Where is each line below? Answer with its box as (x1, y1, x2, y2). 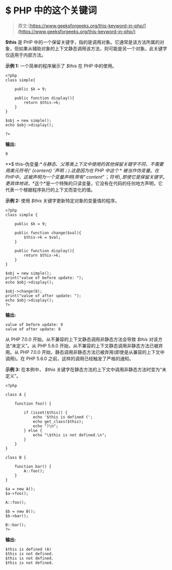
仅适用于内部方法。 (5, 52, 46, 58)
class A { (5, 392, 27, 397)
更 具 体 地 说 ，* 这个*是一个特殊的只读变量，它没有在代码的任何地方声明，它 (5, 180, 163, 186)
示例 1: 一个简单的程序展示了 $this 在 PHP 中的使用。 (5, 63, 117, 69)
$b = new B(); (5, 509, 36, 514)
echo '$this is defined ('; (32, 414, 93, 420)
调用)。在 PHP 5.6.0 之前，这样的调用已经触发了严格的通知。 (5, 355, 134, 362)
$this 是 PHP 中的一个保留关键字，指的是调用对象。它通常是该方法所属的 (5, 39, 160, 45)
